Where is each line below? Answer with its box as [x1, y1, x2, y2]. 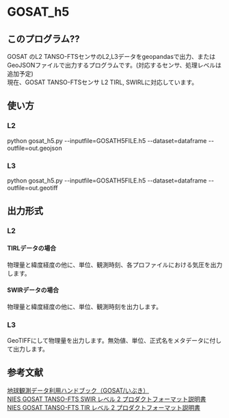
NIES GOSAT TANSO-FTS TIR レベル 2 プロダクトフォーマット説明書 [7, 403, 200, 411]
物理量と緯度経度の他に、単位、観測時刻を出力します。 [7, 302, 163, 311]
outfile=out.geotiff [7, 183, 58, 192]
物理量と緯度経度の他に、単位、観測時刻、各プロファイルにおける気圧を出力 [7, 261, 223, 269]
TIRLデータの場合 [7, 244, 57, 252]
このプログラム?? [7, 33, 80, 44]
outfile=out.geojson [7, 144, 63, 152]
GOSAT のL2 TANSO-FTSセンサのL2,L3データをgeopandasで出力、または [7, 53, 216, 60]
